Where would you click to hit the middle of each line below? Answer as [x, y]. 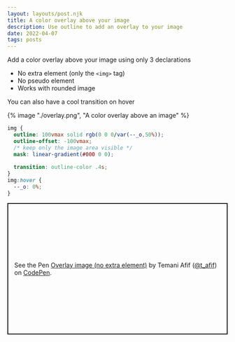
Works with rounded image [56, 88]
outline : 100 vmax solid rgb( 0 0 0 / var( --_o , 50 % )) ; [89, 135]
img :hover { [24, 180]
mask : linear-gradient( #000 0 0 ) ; [64, 154]
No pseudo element [46, 81]
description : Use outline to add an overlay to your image [95, 27]
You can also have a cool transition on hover [71, 102]
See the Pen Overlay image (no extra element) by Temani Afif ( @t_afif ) [116, 265]
